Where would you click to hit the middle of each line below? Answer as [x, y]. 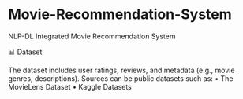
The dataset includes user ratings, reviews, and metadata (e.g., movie [121, 70]
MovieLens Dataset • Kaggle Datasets [70, 86]
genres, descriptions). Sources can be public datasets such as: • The [121, 78]
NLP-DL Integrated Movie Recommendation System [92, 36]
